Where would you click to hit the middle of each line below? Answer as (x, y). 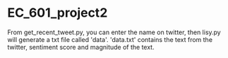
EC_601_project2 (58, 13)
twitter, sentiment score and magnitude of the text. (81, 47)
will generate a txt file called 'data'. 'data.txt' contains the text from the (110, 39)
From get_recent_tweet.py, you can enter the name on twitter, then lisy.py (114, 32)
